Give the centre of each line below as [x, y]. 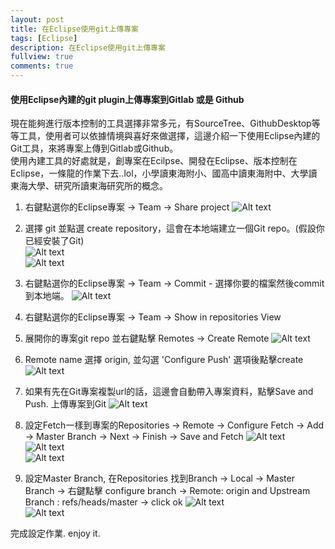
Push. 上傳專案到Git [65, 404]
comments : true [42, 66]
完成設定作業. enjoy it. [55, 533]
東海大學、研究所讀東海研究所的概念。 [89, 186]
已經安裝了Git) [54, 241]
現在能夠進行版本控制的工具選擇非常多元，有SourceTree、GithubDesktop [161, 123]
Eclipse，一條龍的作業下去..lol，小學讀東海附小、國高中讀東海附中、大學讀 [164, 173]
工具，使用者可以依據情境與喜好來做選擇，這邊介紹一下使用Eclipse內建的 [169, 136]
